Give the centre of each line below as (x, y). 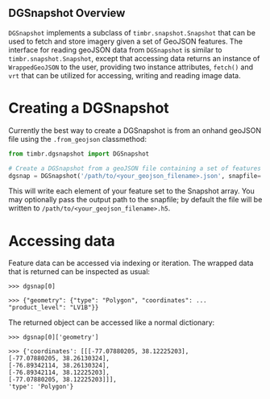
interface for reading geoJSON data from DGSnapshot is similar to (115, 50)
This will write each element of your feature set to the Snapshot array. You (132, 191)
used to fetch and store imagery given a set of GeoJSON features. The (126, 41)
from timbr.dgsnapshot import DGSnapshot (79, 154)
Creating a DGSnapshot (89, 108)
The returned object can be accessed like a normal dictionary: (112, 322)
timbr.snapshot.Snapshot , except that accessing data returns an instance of (134, 58)
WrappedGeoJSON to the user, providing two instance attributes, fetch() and (131, 67)
